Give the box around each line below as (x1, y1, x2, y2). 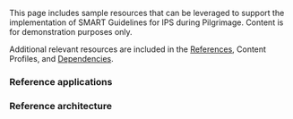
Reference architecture (9, 99, 113, 112)
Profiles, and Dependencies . (9, 54, 114, 64)
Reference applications (9, 75, 113, 88)
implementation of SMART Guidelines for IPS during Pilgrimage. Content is (9, 17, 284, 28)
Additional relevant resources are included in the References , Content (9, 44, 267, 55)
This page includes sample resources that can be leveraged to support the (9, 8, 285, 18)
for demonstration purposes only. (9, 27, 133, 37)
